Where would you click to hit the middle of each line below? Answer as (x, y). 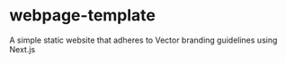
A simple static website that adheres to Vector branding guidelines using (143, 40)
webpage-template (82, 16)
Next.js (22, 49)
